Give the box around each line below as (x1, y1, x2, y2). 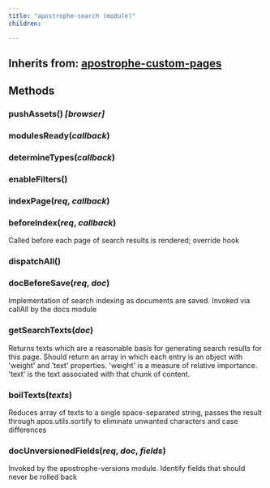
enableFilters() (8, 173, 68, 185)
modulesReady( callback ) (8, 131, 110, 142)
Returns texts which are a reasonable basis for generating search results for (8, 343, 262, 353)
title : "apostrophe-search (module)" (8, 11, 136, 20)
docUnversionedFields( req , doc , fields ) (8, 445, 166, 456)
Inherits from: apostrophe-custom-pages (8, 56, 222, 70)
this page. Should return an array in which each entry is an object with (8, 352, 243, 362)
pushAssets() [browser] (8, 109, 105, 120)
